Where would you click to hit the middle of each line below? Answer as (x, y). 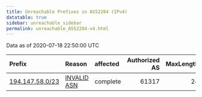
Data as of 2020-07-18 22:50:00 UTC (53, 46)
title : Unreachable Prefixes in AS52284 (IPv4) (67, 12)
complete (108, 81)
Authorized (144, 60)
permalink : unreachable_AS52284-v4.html (58, 28)
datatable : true (26, 17)
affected (107, 64)
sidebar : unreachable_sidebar (44, 23)
